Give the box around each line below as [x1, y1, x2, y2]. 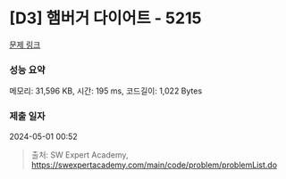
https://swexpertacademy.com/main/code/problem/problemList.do [30, 159, 278, 170]
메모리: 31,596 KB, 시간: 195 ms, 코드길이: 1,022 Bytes [9, 85, 203, 96]
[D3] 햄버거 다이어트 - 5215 [9, 8, 202, 28]
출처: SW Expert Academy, [30, 149, 129, 160]
